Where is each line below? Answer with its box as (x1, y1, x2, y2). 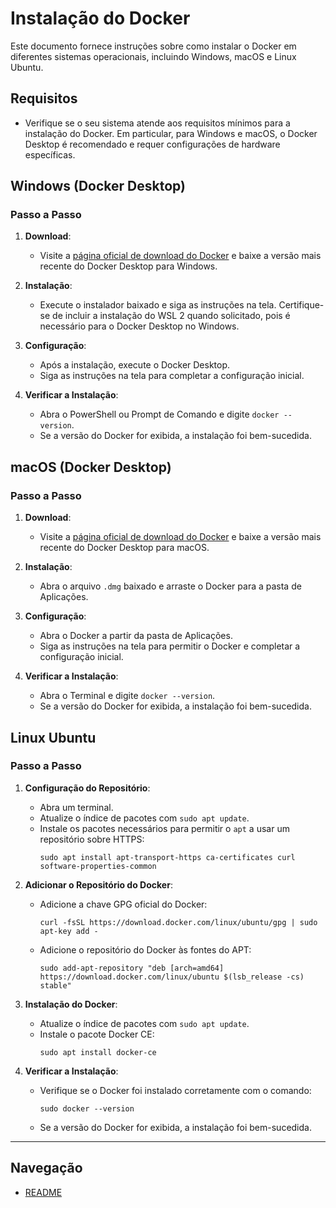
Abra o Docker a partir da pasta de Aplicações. (39, 630, 233, 642)
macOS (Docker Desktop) (10, 458, 172, 476)
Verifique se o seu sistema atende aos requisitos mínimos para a (24, 117, 291, 129)
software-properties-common (39, 861, 157, 871)
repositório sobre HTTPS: (39, 833, 145, 845)
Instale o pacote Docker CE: (39, 1028, 155, 1040)
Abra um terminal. (39, 801, 114, 813)
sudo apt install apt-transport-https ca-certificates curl (39, 852, 296, 862)
